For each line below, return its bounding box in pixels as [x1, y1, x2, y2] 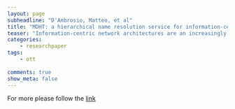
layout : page [7, 10, 45, 17]
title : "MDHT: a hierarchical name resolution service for [7, 23, 183, 30]
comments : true [7, 68, 52, 75]
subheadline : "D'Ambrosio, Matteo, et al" [7, 17, 133, 24]
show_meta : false [7, 75, 58, 82]
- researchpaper [20, 43, 68, 50]
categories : [7, 36, 42, 43]
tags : [7, 50, 23, 57]
